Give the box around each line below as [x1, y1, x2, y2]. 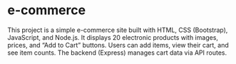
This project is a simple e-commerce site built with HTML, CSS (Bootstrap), [7, 26, 228, 34]
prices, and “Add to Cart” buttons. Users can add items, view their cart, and [7, 41, 230, 49]
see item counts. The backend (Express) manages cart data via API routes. [7, 48, 227, 57]
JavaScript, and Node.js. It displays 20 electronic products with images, [7, 33, 219, 41]
